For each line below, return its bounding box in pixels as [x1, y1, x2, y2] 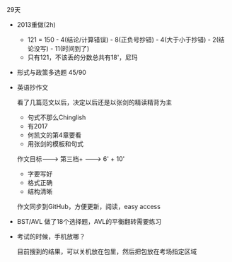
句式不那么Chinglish [27, 113, 86, 121]
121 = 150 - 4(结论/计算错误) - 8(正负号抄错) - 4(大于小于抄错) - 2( [27, 35, 219, 44]
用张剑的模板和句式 [27, 140, 84, 148]
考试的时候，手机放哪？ [16, 232, 86, 241]
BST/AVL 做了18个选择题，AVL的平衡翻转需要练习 [16, 218, 162, 225]
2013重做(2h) [16, 20, 56, 29]
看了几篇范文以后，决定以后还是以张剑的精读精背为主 [16, 98, 173, 107]
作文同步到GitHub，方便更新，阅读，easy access [16, 203, 161, 210]
